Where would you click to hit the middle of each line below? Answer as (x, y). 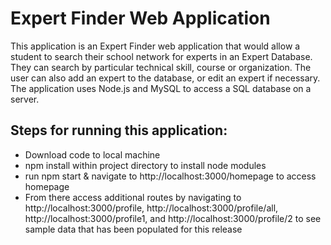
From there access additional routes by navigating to (133, 197)
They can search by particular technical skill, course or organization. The (161, 67)
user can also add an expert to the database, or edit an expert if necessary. (165, 78)
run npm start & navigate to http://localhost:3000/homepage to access (170, 176)
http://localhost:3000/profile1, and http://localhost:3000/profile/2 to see (173, 218)
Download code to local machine (92, 154)
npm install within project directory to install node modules (145, 165)
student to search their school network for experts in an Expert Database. (161, 56)
